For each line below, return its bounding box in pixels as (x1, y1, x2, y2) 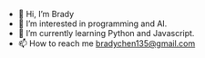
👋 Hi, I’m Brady (17, 9, 75, 19)
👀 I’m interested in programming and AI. (17, 18, 168, 29)
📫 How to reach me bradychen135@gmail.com (17, 38, 196, 49)
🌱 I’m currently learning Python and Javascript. (17, 28, 195, 38)
